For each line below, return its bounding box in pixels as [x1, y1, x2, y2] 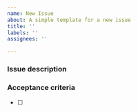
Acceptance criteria [7, 82, 76, 92]
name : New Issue [7, 10, 54, 17]
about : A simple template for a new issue [7, 16, 131, 23]
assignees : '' [7, 36, 48, 43]
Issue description [7, 65, 67, 74]
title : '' [7, 23, 36, 30]
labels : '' [7, 29, 39, 36]
